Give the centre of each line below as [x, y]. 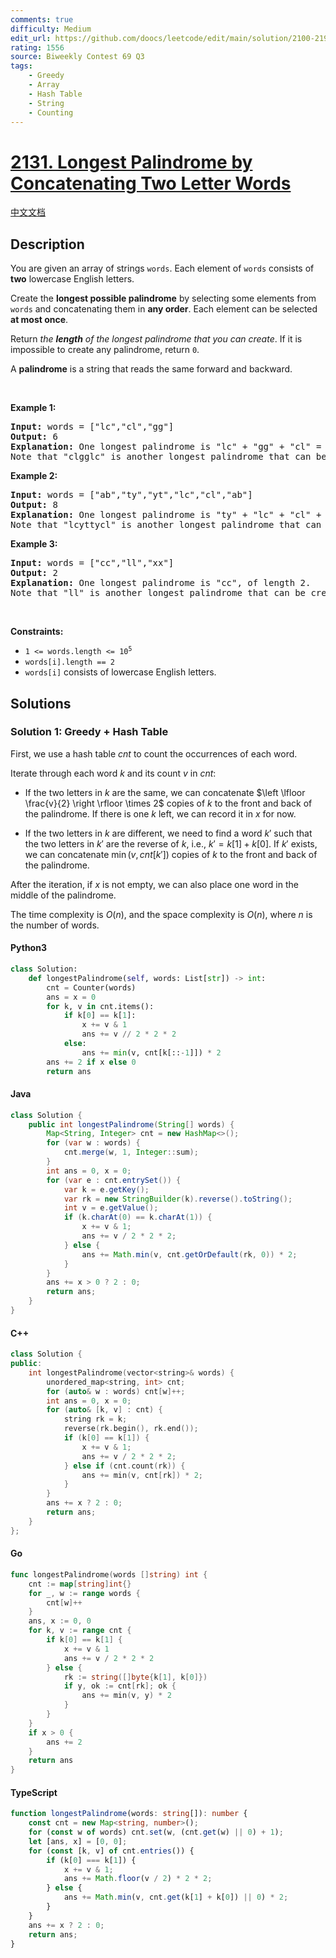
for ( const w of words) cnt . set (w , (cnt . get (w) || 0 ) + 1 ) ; [156, 1832]
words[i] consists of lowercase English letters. [120, 672]
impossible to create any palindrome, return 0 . [105, 350]
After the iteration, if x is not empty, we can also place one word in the [154, 884]
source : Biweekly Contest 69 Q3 [77, 57]
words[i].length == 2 [69, 662]
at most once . [39, 320]
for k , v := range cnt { [80, 1631]
